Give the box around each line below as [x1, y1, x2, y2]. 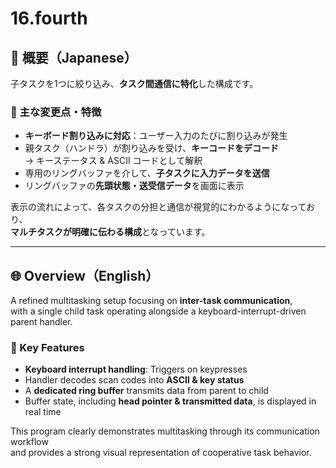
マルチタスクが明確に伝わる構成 [10, 226, 142, 238]
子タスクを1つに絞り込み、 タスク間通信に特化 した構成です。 [10, 78, 259, 89]
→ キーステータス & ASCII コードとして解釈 [24, 155, 203, 167]
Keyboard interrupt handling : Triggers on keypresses [24, 363, 248, 376]
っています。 [158, 226, 211, 238]
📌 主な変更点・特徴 [10, 105, 102, 119]
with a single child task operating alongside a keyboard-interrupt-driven [10, 305, 307, 317]
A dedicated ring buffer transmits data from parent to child [24, 385, 269, 397]
